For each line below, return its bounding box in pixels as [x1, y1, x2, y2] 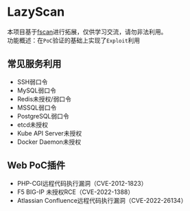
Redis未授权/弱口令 [16, 95, 72, 103]
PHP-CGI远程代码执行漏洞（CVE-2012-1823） [16, 179, 147, 187]
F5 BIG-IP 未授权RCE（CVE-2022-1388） [16, 188, 134, 196]
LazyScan [7, 4, 65, 20]
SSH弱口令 [16, 77, 48, 86]
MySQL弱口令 [16, 86, 56, 95]
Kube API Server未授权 [16, 129, 82, 137]
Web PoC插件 [7, 160, 66, 171]
